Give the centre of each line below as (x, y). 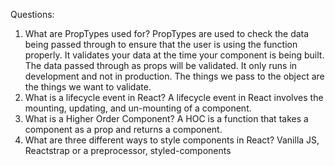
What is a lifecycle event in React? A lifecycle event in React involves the (174, 97)
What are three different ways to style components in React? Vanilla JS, (172, 140)
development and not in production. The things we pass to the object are (174, 76)
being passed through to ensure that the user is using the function (161, 44)
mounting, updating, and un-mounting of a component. (138, 108)
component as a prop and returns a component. (123, 129)
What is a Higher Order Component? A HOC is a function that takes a (166, 118)
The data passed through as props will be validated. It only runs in (161, 65)
